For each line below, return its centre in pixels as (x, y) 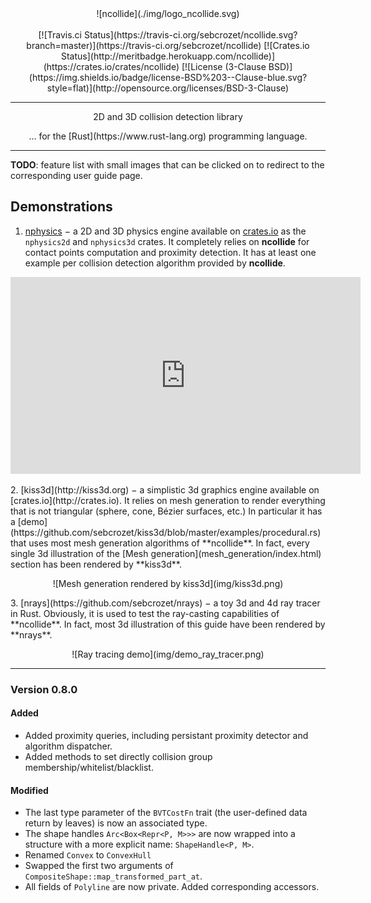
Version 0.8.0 (44, 689)
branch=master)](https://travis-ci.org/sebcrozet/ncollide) (144, 45)
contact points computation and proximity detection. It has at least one (170, 252)
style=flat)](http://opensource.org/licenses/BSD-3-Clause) (168, 88)
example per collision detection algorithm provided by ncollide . (155, 263)
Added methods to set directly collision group (118, 756)
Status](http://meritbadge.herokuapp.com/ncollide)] (167, 56)
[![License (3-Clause (224, 66)
